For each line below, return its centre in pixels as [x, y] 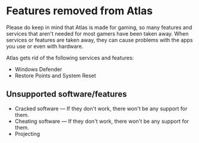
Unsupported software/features [67, 94]
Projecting [27, 134]
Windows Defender [38, 69]
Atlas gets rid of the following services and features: [70, 58]
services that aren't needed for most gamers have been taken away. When [97, 33]
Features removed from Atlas [80, 11]
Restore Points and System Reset [55, 75]
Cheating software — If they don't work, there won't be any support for [102, 121]
